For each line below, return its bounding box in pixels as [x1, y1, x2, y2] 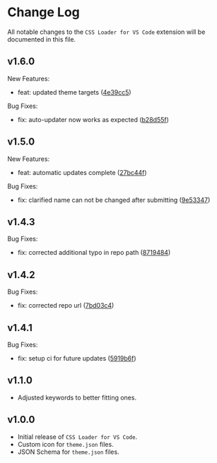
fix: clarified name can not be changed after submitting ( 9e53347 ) [17, 196, 211, 204]
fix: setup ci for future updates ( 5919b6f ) [17, 354, 136, 362]
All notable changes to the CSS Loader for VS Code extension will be [7, 28, 206, 36]
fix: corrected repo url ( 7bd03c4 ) [17, 301, 115, 310]
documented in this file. [7, 35, 76, 43]
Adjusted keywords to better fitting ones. [17, 393, 136, 402]
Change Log [7, 4, 80, 20]
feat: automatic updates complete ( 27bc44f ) [17, 168, 147, 176]
